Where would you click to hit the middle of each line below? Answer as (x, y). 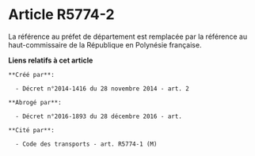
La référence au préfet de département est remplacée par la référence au (128, 36)
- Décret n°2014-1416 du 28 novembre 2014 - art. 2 (103, 89)
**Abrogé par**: (35, 102)
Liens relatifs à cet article (51, 60)
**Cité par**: (32, 130)
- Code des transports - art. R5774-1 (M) (86, 144)
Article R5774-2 (61, 15)
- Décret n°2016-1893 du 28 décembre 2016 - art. (99, 116)
